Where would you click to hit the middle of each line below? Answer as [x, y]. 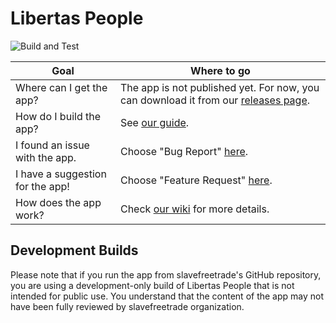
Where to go [220, 70]
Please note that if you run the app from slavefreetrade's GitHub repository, [166, 274]
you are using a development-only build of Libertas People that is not [152, 285]
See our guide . [154, 122]
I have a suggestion [61, 174]
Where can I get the [61, 87]
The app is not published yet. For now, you [219, 87]
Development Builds [74, 250]
